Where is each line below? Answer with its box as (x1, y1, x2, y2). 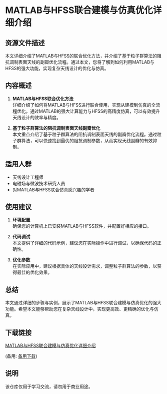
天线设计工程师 (12, 174, 43, 180)
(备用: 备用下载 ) (5, 353, 37, 359)
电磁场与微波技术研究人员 (12, 180, 65, 186)
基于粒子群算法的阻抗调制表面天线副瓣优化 (12, 125, 100, 131)
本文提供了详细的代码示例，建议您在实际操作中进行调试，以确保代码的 (12, 240, 157, 246)
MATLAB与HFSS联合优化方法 (12, 96, 74, 102)
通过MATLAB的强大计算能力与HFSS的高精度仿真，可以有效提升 (29, 108, 160, 114)
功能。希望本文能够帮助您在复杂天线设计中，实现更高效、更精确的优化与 (5, 306, 154, 312)
